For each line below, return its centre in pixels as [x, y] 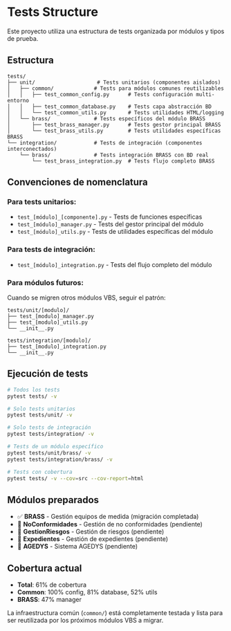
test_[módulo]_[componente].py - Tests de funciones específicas [110, 217]
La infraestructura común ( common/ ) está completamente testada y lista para [115, 613]
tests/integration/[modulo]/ [49, 341]
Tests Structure [53, 12]
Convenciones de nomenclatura [78, 182]
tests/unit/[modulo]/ [38, 311]
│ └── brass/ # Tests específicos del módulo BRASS [107, 118]
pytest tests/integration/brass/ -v [60, 459]
